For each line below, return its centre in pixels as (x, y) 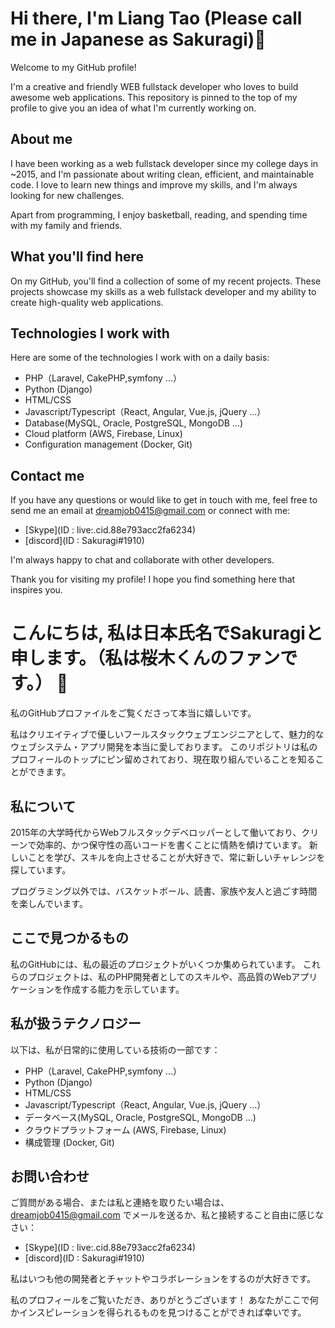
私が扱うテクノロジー (76, 1023)
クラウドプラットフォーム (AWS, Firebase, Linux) (125, 1129)
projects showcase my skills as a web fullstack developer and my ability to (163, 291)
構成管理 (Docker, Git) (69, 1142)
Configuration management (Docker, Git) (108, 444)
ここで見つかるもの (69, 938)
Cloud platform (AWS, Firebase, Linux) (103, 434)
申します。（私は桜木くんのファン (145, 658)
